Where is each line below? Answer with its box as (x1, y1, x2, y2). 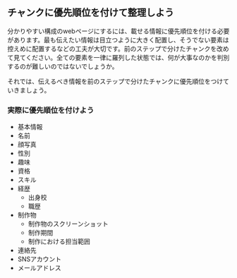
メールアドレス (17, 264, 61, 272)
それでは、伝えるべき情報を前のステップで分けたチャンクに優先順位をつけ (7, 77, 224, 85)
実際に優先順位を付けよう (7, 105, 95, 115)
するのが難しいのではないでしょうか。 (7, 62, 119, 71)
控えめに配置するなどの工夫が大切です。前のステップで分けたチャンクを (7, 44, 217, 53)
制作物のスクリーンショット (28, 219, 109, 228)
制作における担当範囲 (28, 237, 90, 246)
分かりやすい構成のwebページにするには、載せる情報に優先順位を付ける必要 (7, 27, 230, 35)
